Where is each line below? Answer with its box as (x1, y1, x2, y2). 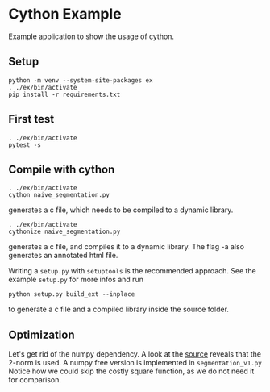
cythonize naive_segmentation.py (8, 227, 121, 236)
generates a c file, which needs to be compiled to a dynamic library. (8, 205, 234, 215)
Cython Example (8, 5, 123, 23)
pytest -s (8, 140, 42, 149)
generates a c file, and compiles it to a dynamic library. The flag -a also (8, 242, 244, 252)
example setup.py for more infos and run (8, 275, 143, 285)
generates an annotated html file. (8, 251, 118, 261)
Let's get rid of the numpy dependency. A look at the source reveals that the (8, 349, 262, 359)
